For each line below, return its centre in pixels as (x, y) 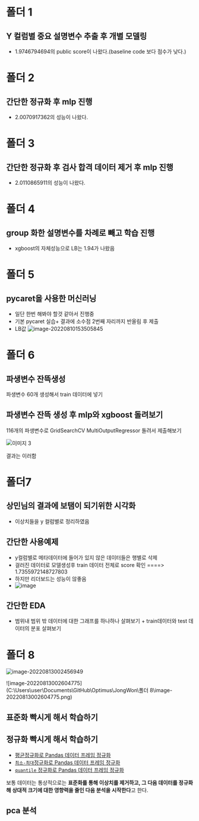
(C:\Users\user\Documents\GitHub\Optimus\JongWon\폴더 (77, 690)
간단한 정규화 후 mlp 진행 (49, 102)
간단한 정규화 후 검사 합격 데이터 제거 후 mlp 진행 (90, 167)
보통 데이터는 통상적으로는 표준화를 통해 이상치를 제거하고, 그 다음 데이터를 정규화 (99, 782)
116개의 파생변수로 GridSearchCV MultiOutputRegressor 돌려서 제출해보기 (94, 430)
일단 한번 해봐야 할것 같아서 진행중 (54, 314)
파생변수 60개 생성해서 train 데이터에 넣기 (54, 394)
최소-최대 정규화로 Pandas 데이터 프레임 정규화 (67, 762)
